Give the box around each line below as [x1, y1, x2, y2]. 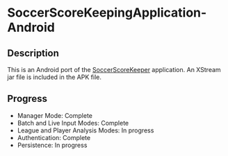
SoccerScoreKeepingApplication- [7, 5, 207, 21]
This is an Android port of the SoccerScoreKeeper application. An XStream [7, 66, 221, 73]
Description [7, 47, 59, 59]
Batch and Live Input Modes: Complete [17, 119, 129, 127]
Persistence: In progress [17, 141, 88, 149]
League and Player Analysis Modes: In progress [17, 126, 154, 135]
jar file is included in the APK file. [7, 73, 102, 81]
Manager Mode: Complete [17, 111, 92, 119]
